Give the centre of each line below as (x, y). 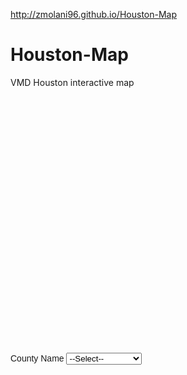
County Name (37, 358)
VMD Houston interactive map (72, 82)
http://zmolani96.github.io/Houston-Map (94, 14)
